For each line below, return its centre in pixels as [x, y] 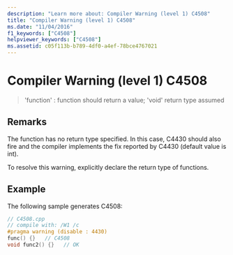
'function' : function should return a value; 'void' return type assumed [124, 100]
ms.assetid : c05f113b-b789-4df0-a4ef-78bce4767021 [82, 46]
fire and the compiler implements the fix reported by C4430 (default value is [117, 146]
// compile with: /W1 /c [43, 225]
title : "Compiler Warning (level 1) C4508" [72, 20]
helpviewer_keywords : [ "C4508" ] [54, 40]
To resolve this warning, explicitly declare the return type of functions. [108, 167]
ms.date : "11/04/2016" [40, 27]
